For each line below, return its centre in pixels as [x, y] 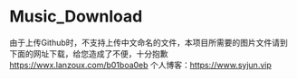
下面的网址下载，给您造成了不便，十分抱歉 [89, 53]
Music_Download [76, 17]
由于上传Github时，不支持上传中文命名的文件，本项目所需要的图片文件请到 [148, 42]
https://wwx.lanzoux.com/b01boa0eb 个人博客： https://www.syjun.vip [140, 65]
